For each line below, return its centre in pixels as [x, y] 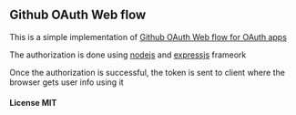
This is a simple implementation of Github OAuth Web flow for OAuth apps [148, 37]
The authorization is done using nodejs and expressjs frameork [128, 55]
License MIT [33, 103]
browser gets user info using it [67, 82]
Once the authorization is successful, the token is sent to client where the [147, 72]
